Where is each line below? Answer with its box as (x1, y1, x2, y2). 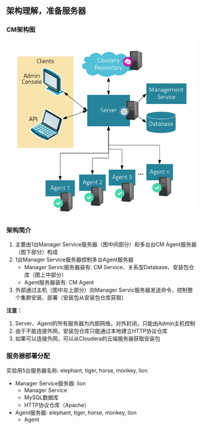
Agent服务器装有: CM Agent (24, 279, 94, 286)
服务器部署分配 (6, 352, 50, 360)
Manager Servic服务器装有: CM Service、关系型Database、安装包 (24, 264, 189, 271)
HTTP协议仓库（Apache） (24, 401, 90, 408)
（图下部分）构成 (15, 249, 58, 256)
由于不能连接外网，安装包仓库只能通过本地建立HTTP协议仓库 (15, 328, 168, 335)
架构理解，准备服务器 (6, 5, 86, 16)
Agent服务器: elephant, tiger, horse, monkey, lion (15, 409, 137, 416)
